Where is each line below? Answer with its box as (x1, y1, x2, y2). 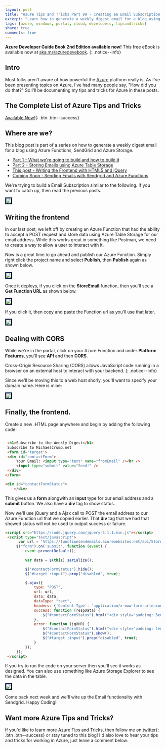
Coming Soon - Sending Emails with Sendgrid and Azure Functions (12, 173, 149, 179)
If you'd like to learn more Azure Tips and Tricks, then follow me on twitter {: (5, 727, 159, 733)
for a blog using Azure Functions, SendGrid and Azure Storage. (5, 147, 133, 154)
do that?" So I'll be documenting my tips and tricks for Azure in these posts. (5, 87, 159, 93)
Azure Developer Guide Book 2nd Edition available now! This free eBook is (5, 44, 160, 50)
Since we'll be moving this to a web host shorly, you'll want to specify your (5, 377, 157, 383)
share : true (5, 26, 30, 31)
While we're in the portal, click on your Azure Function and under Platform (5, 348, 157, 354)
